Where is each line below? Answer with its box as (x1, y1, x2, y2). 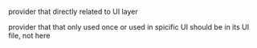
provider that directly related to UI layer (8, 7, 138, 16)
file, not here (8, 31, 51, 40)
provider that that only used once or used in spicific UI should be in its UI (8, 22, 250, 31)
